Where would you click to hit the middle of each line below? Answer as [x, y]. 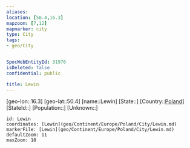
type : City [20, 35]
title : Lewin [23, 84]
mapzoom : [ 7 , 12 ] [27, 23]
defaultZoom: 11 [27, 135]
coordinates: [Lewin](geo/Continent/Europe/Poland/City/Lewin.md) [92, 124]
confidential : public [34, 73]
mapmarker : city [27, 29]
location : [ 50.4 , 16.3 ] [35, 18]
